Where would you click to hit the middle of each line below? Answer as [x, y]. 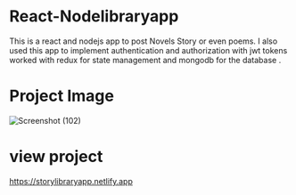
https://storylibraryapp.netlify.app [71, 181]
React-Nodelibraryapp [94, 16]
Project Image [62, 96]
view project [56, 157]
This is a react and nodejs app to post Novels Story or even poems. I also [144, 41]
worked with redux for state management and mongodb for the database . [145, 60]
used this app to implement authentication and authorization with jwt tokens [148, 50]
